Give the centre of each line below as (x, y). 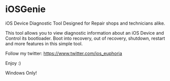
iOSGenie (25, 9)
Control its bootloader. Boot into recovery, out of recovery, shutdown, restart (85, 38)
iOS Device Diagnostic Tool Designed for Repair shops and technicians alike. (85, 23)
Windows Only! (21, 73)
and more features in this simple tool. (44, 43)
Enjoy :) (13, 63)
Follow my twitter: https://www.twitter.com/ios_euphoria (64, 53)
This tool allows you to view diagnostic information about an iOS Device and (84, 33)
